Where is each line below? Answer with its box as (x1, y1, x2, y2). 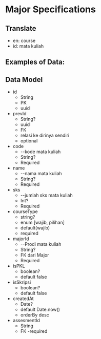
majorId (12, 236, 29, 242)
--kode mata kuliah (20, 149, 61, 155)
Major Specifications (5, 4, 96, 15)
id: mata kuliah (12, 43, 44, 49)
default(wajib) (20, 225, 50, 231)
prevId (12, 111, 27, 117)
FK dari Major (20, 252, 49, 258)
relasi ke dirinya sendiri (20, 132, 70, 139)
